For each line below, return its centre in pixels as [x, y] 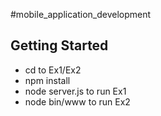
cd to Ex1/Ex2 [53, 70]
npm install [47, 80]
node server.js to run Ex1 [75, 91]
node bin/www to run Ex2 [77, 101]
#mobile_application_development [81, 14]
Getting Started [59, 45]
